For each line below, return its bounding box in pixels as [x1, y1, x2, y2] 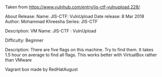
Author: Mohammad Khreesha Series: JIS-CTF [5, 19, 98, 24]
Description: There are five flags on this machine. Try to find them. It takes [5, 47, 154, 52]
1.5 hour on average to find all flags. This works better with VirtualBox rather [5, 52, 157, 58]
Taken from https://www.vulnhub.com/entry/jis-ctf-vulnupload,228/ [5, 4, 140, 10]
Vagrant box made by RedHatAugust [5, 66, 78, 72]
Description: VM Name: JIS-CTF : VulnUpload [5, 28, 97, 33]
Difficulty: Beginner [5, 37, 44, 43]
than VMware [5, 57, 32, 62]
